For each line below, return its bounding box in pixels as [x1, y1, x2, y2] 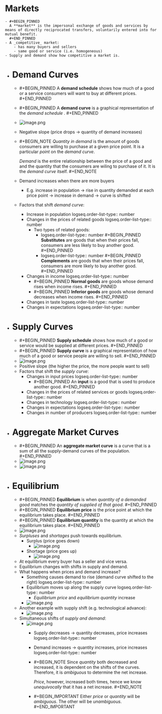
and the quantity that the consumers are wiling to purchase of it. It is [19, 163, 156, 169]
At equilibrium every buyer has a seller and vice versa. [19, 558, 128, 564]
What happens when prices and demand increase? [19, 569, 121, 575]
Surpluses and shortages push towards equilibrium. [19, 533, 122, 539]
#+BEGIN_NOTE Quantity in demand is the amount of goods [19, 138, 139, 144]
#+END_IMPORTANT [33, 703, 75, 710]
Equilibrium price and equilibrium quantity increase [33, 594, 135, 600]
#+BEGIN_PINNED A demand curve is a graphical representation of [19, 105, 154, 111]
